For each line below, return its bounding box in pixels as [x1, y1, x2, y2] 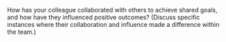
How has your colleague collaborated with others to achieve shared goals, [7, 6, 218, 14]
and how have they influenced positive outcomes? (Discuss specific [7, 13, 201, 21]
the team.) [7, 28, 37, 36]
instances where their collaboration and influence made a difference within [7, 21, 220, 28]
